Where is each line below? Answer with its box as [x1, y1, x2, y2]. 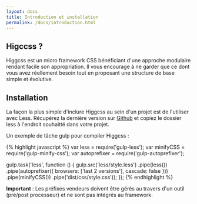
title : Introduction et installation [6, 14, 99, 20]
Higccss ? [6, 41, 43, 51]
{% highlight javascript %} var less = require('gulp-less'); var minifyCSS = [6, 143, 185, 151]
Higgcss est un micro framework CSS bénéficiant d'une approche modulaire [6, 57, 191, 64]
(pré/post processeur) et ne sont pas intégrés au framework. [6, 192, 153, 198]
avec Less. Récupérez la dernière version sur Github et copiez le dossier [6, 115, 182, 121]
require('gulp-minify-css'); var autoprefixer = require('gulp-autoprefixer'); [6, 150, 185, 156]
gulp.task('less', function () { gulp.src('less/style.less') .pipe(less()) [6, 161, 168, 168]
